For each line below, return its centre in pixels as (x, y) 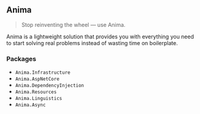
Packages (21, 59)
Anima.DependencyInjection (50, 86)
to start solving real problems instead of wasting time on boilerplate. (92, 43)
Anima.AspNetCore (37, 79)
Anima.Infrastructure (43, 73)
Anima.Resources (36, 92)
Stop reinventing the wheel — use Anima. (73, 24)
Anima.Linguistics (39, 99)
